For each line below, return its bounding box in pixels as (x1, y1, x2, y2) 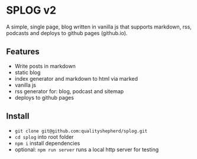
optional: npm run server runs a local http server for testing (14, 146, 159, 153)
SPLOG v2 (6, 4, 57, 17)
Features (6, 47, 40, 57)
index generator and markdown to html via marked (14, 75, 138, 82)
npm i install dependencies (14, 139, 80, 147)
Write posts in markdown (14, 62, 76, 69)
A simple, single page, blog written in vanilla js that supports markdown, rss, (6, 23, 192, 30)
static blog (14, 69, 41, 76)
